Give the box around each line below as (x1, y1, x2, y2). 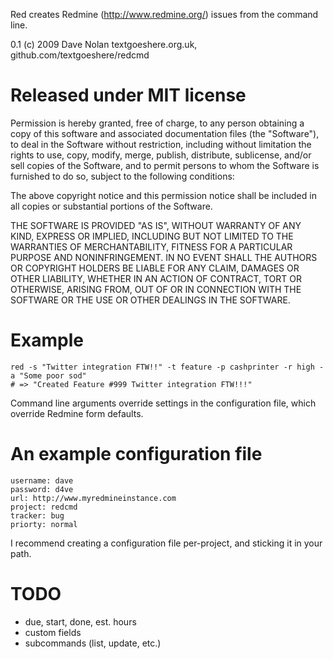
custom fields (24, 626, 82, 638)
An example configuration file (10, 443, 263, 466)
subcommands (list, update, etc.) (24, 637, 162, 649)
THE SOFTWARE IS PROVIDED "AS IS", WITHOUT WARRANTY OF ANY (10, 219, 302, 231)
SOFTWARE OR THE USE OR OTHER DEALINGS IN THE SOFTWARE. (10, 294, 291, 306)
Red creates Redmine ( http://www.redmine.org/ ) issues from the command (10, 9, 319, 20)
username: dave (10, 475, 74, 486)
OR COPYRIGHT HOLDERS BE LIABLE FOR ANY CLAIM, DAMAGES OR (10, 262, 300, 274)
